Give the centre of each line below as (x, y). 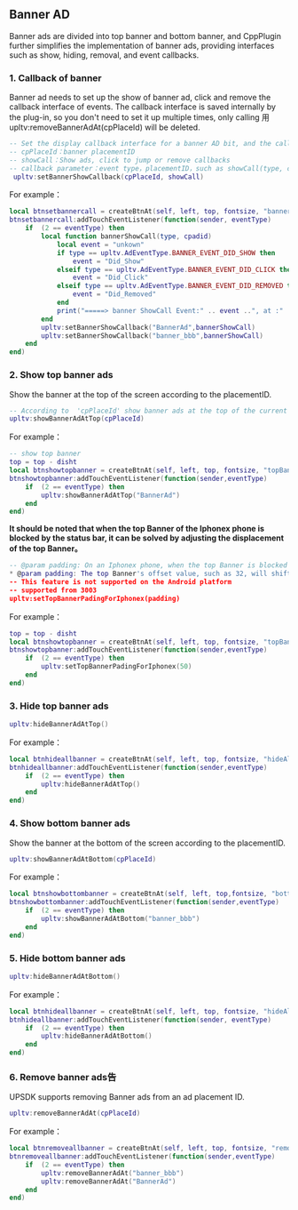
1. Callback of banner (55, 77)
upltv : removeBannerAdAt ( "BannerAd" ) (109, 1182)
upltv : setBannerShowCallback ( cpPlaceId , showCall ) (108, 177)
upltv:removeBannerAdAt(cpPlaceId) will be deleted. (105, 127)
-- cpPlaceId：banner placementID (72, 152)
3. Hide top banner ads (59, 706)
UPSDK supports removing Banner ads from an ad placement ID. (127, 1097)
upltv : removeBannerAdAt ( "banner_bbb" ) (113, 1173)
